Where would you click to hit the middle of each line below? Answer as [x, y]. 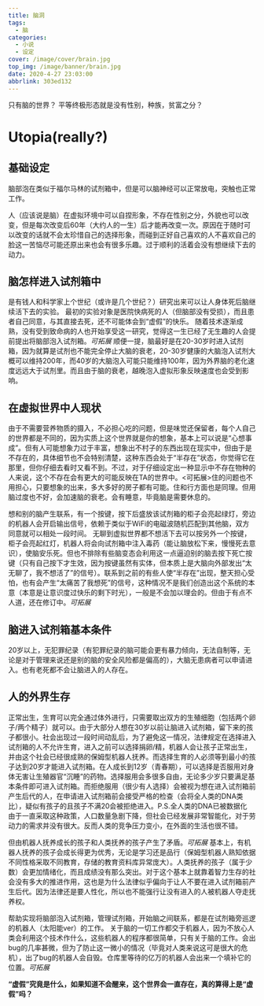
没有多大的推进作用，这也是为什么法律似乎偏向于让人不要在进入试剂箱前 [132, 882]
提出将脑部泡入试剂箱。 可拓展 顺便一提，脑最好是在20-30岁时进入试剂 [129, 341]
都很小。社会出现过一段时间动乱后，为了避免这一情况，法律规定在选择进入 [135, 737]
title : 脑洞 [26, 15]
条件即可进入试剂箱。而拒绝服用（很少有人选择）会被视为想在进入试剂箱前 [135, 786]
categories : [27, 37]
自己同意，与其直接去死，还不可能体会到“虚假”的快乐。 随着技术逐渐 [126, 322]
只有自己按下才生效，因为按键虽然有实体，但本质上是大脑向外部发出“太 [137, 563]
